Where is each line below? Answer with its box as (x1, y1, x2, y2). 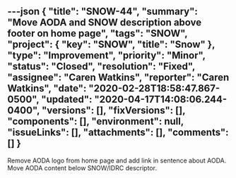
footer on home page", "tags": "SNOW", (7, 27, 188, 39)
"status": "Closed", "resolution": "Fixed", (7, 61, 196, 72)
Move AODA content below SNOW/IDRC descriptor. (7, 163, 158, 172)
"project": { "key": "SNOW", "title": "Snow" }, (7, 39, 216, 51)
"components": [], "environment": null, (7, 115, 184, 127)
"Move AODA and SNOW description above (7, 17, 202, 29)
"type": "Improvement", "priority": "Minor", (7, 49, 206, 62)
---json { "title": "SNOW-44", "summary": (7, 6, 198, 18)
